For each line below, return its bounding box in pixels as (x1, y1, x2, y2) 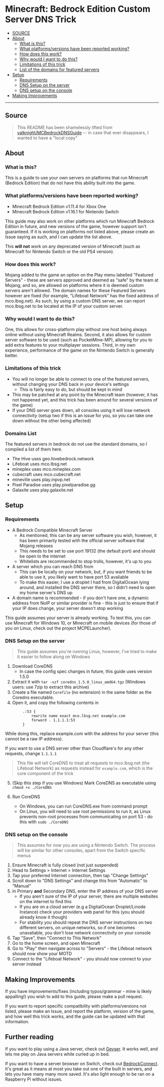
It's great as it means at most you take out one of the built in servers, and (5, 1065, 152, 1072)
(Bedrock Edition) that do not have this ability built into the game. (5, 180, 136, 186)
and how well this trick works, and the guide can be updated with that (5, 1013, 145, 1019)
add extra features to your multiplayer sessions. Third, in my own (5, 342, 136, 348)
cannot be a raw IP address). (5, 735, 63, 741)
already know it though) (19, 914, 67, 920)
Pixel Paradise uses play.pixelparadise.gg (12, 481, 96, 487)
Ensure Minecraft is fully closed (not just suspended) (12, 862, 119, 868)
